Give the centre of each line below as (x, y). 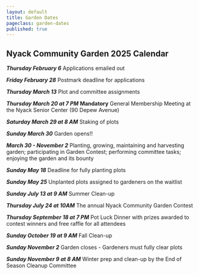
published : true (27, 29)
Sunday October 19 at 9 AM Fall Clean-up (59, 235)
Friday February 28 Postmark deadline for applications (75, 80)
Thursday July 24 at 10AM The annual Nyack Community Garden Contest (100, 206)
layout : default (27, 12)
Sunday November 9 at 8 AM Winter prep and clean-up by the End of (94, 259)
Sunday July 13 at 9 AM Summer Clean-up (61, 194)
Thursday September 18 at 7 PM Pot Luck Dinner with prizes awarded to (98, 217)
